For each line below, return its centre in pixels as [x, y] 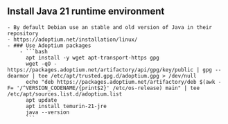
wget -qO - [41, 64]
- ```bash [34, 51]
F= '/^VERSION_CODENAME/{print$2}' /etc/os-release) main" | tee [103, 88]
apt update [41, 100]
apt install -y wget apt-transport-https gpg [92, 57]
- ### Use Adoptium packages [49, 45]
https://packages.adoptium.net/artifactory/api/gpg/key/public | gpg [110, 70]
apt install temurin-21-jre [66, 106]
